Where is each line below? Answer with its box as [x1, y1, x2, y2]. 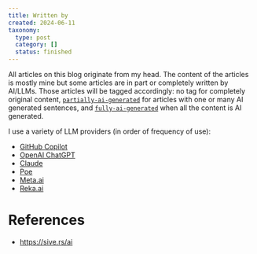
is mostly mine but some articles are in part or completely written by [8, 78, 229, 87]
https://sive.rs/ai [19, 237, 73, 246]
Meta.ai [19, 175, 45, 185]
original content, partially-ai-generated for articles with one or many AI [8, 95, 244, 104]
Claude [19, 159, 43, 167]
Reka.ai [19, 184, 44, 193]
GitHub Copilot [19, 142, 68, 151]
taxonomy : [8, 26, 41, 34]
